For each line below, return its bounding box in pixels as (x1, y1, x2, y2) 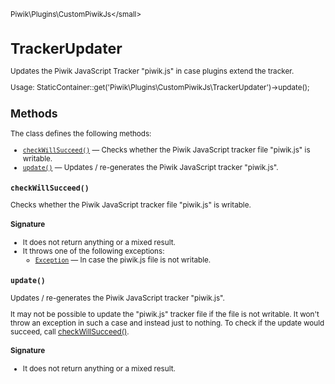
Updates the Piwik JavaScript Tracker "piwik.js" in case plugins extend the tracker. (10, 66, 295, 77)
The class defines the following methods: (10, 128, 152, 139)
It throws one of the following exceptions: (22, 246, 165, 257)
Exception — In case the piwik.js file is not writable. (34, 255, 212, 265)
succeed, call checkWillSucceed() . (10, 326, 130, 337)
